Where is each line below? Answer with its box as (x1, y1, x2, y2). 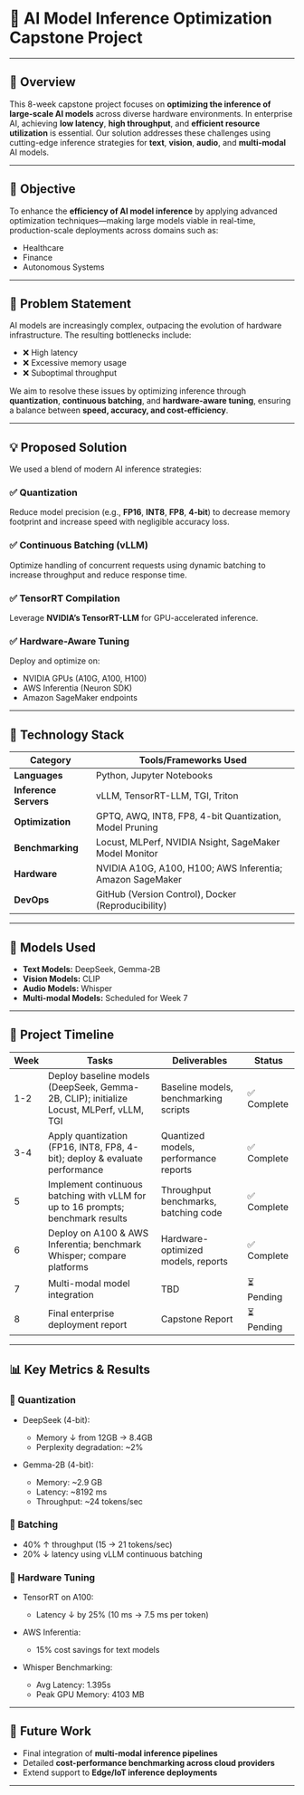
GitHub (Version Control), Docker (96, 888, 237, 901)
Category (30, 754, 71, 767)
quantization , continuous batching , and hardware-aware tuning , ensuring (9, 396, 291, 406)
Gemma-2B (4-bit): (22, 1459, 94, 1470)
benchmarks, (161, 1195, 217, 1208)
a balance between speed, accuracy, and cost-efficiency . (9, 405, 229, 415)
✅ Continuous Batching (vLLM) (9, 539, 149, 551)
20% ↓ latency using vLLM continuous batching (22, 1548, 204, 1560)
